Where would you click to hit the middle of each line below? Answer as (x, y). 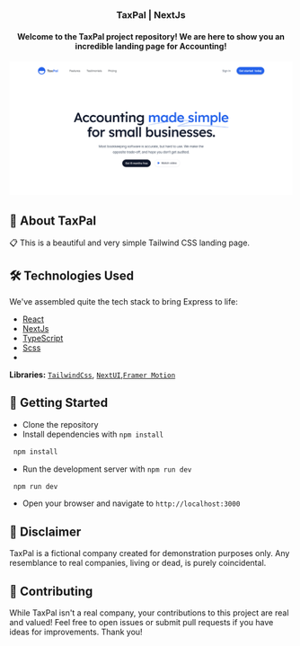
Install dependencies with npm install (93, 434)
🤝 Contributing (51, 591)
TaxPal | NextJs (151, 15)
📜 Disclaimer (45, 531)
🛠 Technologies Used (72, 275)
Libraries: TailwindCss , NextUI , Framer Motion (93, 375)
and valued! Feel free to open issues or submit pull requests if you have (141, 623)
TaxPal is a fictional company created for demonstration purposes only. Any (150, 553)
